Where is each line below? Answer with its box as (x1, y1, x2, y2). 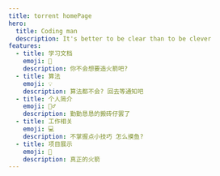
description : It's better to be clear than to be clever (15, 34, 212, 43)
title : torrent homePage (8, 11, 92, 20)
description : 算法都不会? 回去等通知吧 (23, 87, 144, 96)
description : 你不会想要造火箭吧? (23, 65, 128, 73)
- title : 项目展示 (15, 140, 73, 148)
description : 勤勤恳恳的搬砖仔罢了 (23, 110, 131, 118)
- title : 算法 (15, 72, 61, 80)
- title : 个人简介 (15, 95, 73, 103)
